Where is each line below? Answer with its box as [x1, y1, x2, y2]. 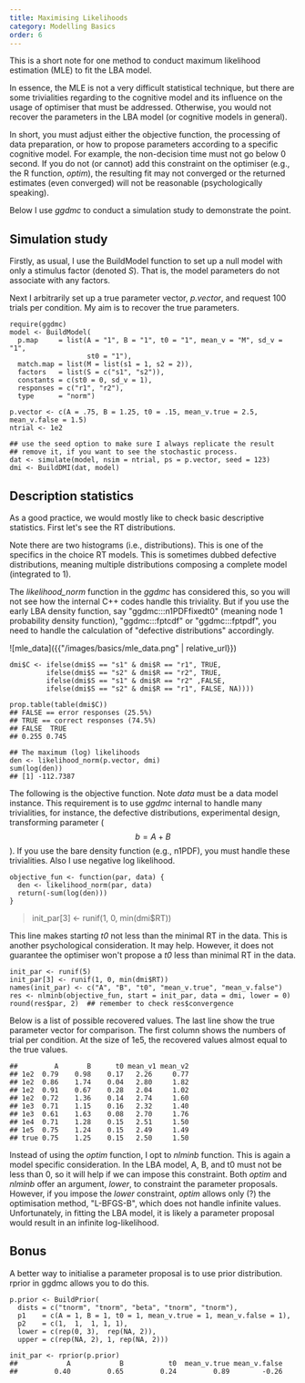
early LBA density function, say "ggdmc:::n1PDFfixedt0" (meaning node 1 [9, 606, 284, 616]
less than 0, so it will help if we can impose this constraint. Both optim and [9, 1169, 288, 1180]
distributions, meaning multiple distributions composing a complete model [9, 559, 288, 569]
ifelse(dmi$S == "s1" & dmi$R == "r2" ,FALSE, [46, 676, 226, 685]
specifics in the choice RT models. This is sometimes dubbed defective [9, 549, 277, 560]
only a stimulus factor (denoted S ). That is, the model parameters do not [9, 265, 280, 276]
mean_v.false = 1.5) [9, 415, 88, 425]
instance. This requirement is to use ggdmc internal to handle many [9, 798, 262, 808]
